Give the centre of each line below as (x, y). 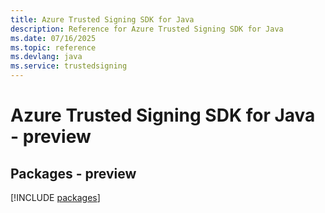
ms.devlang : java (46, 57)
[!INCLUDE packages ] (55, 197)
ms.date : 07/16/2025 (53, 38)
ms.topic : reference (53, 47)
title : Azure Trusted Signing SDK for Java (102, 19)
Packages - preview (73, 173)
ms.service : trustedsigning (69, 66)
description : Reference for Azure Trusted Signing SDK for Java (147, 29)
